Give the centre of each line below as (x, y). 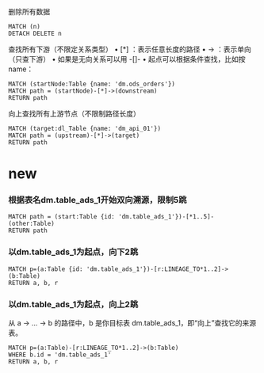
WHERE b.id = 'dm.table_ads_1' (60, 355)
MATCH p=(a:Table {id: (46, 269)
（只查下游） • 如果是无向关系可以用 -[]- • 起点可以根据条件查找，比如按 (127, 59)
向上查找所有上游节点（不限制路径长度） (74, 114)
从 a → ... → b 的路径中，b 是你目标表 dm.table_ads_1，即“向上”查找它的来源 (132, 323)
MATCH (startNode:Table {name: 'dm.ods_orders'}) (92, 84)
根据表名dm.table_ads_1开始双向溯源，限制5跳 (98, 200)
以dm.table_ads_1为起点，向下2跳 (73, 252)
